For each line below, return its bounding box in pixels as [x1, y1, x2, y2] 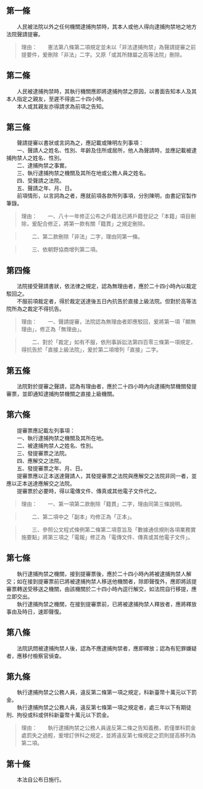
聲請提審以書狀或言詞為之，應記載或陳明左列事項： [16, 139, 144, 146]
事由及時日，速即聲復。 [6, 607, 65, 615]
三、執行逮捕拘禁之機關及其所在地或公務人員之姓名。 [16, 169, 149, 177]
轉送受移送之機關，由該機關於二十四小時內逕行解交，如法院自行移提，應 [16, 585, 197, 592]
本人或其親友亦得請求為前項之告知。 [16, 102, 107, 110]
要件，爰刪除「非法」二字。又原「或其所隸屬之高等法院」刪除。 [26, 51, 185, 58]
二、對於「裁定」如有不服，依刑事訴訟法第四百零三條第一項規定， [31, 338, 196, 346]
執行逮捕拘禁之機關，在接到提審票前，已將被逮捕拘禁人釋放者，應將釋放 [16, 600, 197, 607]
